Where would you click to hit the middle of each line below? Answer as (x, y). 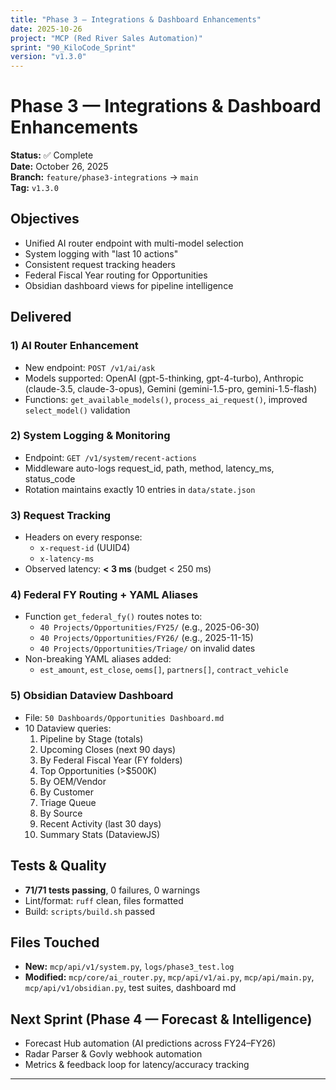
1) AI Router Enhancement (74, 346)
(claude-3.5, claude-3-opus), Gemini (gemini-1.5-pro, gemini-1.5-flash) (171, 388)
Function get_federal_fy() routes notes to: (113, 617)
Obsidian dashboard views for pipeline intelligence (129, 285)
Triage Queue (68, 802)
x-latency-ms (67, 559)
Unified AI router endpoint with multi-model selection (134, 243)
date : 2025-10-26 (46, 29)
